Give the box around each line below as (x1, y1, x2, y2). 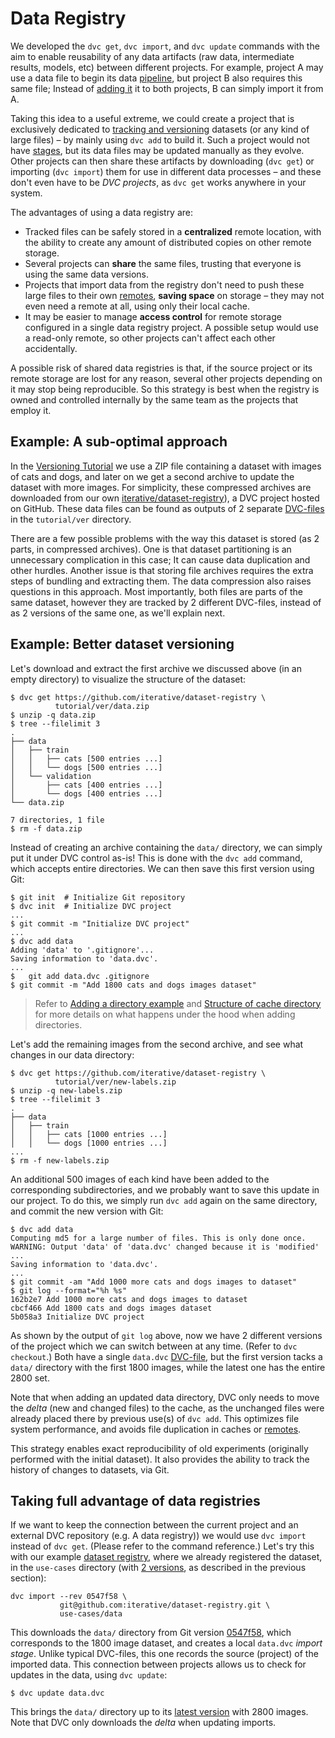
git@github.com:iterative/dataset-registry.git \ (59, 1600, 271, 1611)
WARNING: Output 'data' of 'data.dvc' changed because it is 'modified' (10, 1242, 320, 1252)
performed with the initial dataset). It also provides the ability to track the (10, 1453, 310, 1465)
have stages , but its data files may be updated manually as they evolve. (10, 144, 305, 156)
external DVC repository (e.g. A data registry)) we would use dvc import (10, 1530, 307, 1542)
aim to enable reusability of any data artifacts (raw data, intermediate (10, 50, 295, 62)
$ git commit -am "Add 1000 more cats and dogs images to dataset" (10, 1277, 298, 1287)
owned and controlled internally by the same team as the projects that (10, 393, 299, 406)
